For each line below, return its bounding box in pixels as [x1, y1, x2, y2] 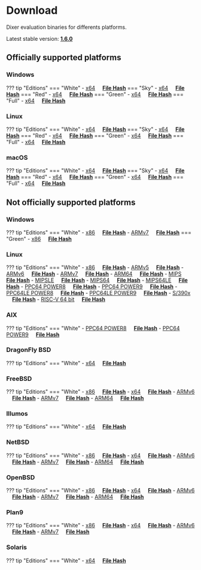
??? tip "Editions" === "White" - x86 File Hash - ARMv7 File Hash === [6, 229, 192, 236]
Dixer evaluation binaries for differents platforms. [6, 23, 127, 31]
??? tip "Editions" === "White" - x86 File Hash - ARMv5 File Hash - [6, 264, 184, 271]
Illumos [6, 410, 28, 418]
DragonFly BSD [6, 346, 51, 354]
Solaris [6, 543, 28, 551]
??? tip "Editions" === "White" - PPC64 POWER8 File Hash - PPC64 [6, 324, 181, 332]
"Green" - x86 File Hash [6, 235, 72, 242]
